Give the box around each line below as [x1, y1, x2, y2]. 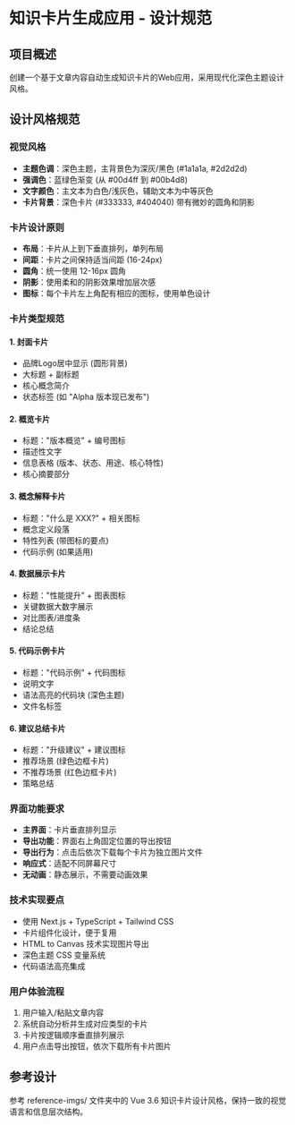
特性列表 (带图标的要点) [21, 534, 109, 546]
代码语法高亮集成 [21, 960, 86, 971]
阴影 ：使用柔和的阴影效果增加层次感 [21, 277, 156, 287]
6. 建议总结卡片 [9, 722, 66, 734]
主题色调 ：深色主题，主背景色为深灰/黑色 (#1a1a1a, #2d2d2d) [21, 163, 248, 174]
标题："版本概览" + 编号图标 [21, 435, 126, 446]
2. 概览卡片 [9, 413, 51, 424]
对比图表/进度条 [21, 612, 80, 623]
